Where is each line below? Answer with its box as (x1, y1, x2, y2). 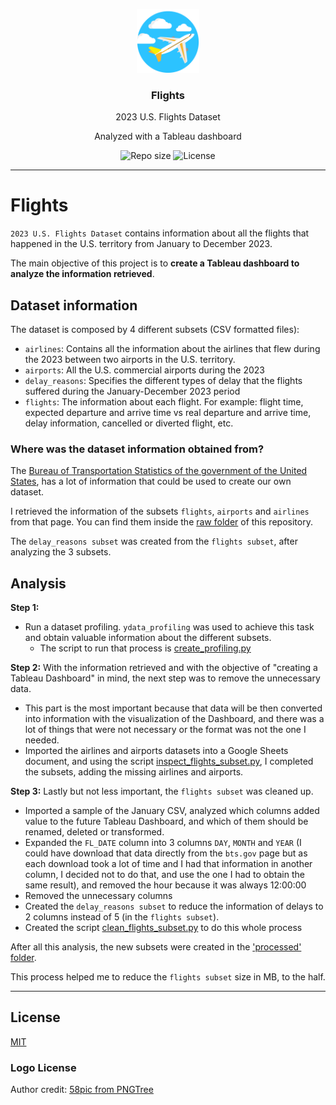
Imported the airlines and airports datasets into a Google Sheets (24, 745, 289, 757)
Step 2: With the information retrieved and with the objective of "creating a (10, 662, 318, 674)
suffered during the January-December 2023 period (24, 385, 241, 397)
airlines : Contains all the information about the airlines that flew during (24, 342, 321, 354)
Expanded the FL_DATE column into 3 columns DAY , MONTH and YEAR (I (24, 837, 302, 849)
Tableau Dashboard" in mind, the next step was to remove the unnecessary (10, 672, 321, 684)
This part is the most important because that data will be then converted (24, 702, 323, 714)
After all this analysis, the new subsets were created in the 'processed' (10, 941, 302, 953)
